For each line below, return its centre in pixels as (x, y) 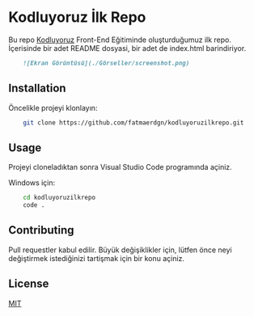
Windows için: (32, 183)
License (29, 284)
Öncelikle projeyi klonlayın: (53, 107)
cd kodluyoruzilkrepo (59, 198)
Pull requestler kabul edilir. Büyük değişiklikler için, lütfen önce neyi (120, 250)
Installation (37, 88)
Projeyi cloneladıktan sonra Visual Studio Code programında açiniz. (120, 167)
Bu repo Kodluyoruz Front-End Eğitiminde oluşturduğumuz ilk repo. (120, 40)
